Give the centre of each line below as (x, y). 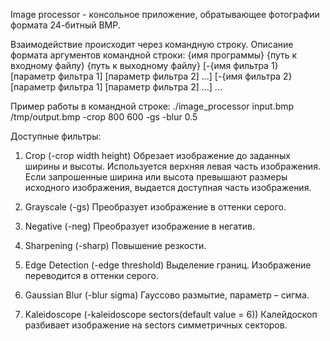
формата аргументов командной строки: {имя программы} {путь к (154, 55)
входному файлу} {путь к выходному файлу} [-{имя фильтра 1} (144, 65)
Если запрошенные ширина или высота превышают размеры (156, 177)
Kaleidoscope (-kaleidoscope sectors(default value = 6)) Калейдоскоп (171, 314)
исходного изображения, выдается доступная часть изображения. (168, 187)
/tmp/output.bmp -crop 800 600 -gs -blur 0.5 (104, 117)
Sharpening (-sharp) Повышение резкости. (115, 245)
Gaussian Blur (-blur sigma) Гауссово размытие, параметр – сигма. (167, 295)
